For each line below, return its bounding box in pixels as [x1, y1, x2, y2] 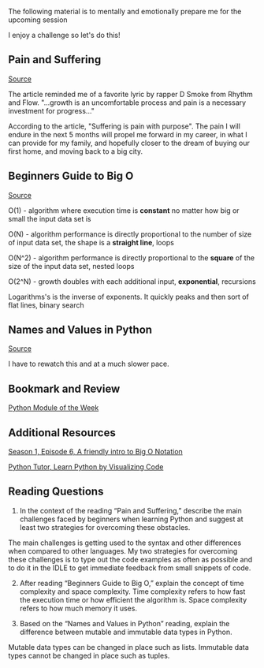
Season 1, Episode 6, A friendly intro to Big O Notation [8, 447, 183, 457]
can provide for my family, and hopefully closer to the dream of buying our [8, 138, 251, 147]
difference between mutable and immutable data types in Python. [19, 627, 232, 636]
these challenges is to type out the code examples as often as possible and [8, 554, 253, 564]
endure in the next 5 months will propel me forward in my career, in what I [8, 129, 247, 139]
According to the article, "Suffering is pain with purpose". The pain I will [8, 121, 240, 131]
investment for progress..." [8, 106, 95, 115]
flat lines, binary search [8, 300, 84, 310]
